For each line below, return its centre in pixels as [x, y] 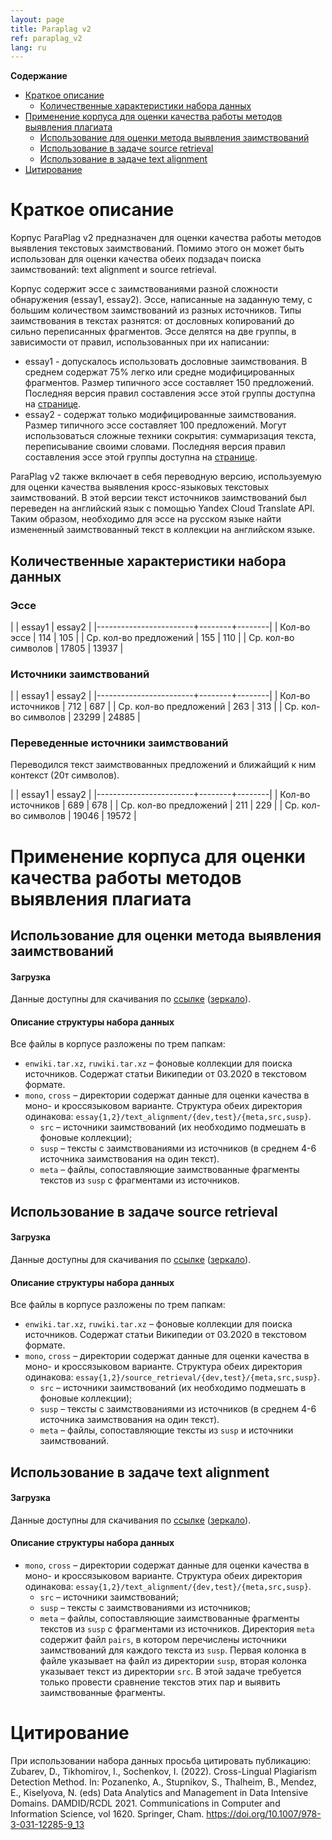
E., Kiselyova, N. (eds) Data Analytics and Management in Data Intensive [159, 1792]
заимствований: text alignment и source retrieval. [113, 270]
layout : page [37, 19]
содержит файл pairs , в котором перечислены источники [163, 1640]
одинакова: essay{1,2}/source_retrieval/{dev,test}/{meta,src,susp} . [172, 1377]
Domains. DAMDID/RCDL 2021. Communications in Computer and [145, 1803]
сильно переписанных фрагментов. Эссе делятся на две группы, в [153, 332]
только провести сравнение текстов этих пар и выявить [160, 1682]
